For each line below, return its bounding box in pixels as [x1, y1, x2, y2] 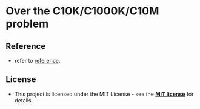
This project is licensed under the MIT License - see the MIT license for [14, 90, 195, 98]
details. [14, 96, 33, 104]
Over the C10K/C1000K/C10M [5, 4, 159, 18]
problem [5, 17, 49, 31]
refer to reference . [14, 57, 61, 64]
